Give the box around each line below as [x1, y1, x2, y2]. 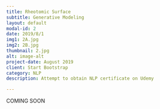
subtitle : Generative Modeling [6, 14, 84, 20]
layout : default [6, 20, 47, 26]
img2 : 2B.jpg [6, 43, 39, 49]
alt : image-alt [6, 53, 44, 59]
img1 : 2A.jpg [6, 37, 39, 43]
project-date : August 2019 [6, 59, 74, 65]
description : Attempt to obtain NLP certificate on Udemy [6, 75, 154, 81]
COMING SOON [6, 97, 46, 105]
